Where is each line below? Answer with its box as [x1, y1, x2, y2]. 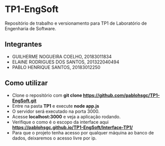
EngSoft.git [12, 97, 37, 104]
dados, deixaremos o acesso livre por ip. [12, 135, 97, 141]
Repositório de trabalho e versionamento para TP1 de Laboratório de [5, 20, 147, 26]
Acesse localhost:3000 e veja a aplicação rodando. [12, 113, 121, 119]
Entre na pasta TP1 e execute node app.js [12, 103, 99, 109]
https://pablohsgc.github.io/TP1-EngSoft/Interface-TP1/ [12, 124, 133, 130]
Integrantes [5, 40, 42, 49]
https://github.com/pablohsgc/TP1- [83, 92, 160, 98]
